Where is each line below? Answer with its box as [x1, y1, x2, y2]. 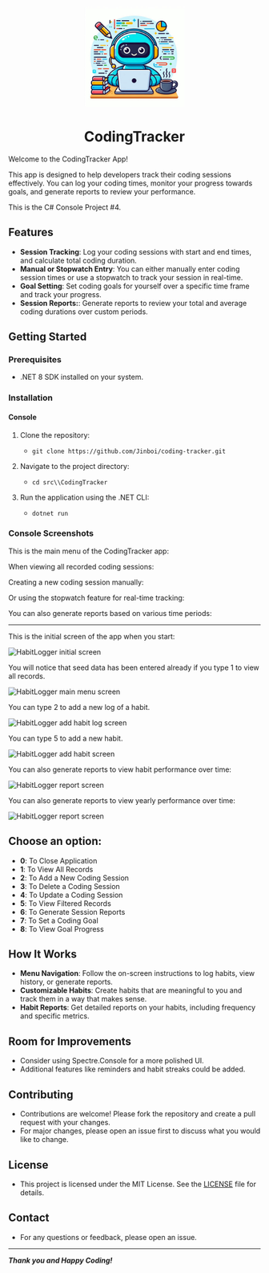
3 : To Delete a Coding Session [19, 881, 120, 891]
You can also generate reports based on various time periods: [8, 608, 212, 618]
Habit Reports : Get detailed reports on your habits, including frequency [19, 1002, 256, 1013]
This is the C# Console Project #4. [8, 202, 122, 212]
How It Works [8, 948, 78, 961]
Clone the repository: [19, 430, 90, 439]
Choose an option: [8, 834, 102, 848]
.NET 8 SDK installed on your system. [19, 372, 144, 382]
